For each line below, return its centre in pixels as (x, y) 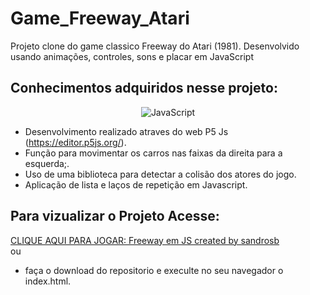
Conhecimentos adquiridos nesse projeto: (144, 88)
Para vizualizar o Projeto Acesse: (115, 216)
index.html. (48, 281)
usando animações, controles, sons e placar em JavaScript (132, 56)
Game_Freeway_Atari (100, 18)
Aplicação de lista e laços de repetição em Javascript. (136, 184)
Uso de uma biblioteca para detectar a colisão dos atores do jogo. (160, 174)
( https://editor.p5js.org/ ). (75, 142)
